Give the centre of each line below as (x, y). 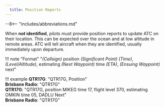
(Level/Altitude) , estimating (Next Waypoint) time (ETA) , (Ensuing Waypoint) (82, 64)
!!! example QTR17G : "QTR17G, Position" (46, 79)
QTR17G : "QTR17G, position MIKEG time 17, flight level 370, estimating (77, 89)
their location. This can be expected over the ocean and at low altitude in (80, 39)
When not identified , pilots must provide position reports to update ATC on (82, 33)
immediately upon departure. (35, 49)
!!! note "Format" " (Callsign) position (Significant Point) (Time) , (69, 59)
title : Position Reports (35, 10)
